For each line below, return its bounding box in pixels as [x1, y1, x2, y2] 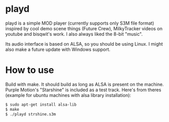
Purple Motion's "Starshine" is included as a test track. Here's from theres [5, 87, 161, 93]
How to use [5, 65, 54, 76]
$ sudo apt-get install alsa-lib [5, 102, 77, 107]
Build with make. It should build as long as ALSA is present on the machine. [5, 81, 164, 87]
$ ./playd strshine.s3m [5, 111, 56, 117]
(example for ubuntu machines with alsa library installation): [5, 92, 132, 98]
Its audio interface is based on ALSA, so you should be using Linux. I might [5, 40, 163, 47]
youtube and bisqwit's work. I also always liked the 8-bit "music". [5, 31, 143, 37]
